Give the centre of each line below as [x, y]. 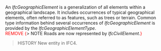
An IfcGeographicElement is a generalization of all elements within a [75, 7]
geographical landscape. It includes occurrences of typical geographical [80, 12]
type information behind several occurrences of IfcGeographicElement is [80, 23]
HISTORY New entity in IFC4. [47, 43]
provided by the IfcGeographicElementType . [51, 28]
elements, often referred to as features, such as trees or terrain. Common [81, 18]
